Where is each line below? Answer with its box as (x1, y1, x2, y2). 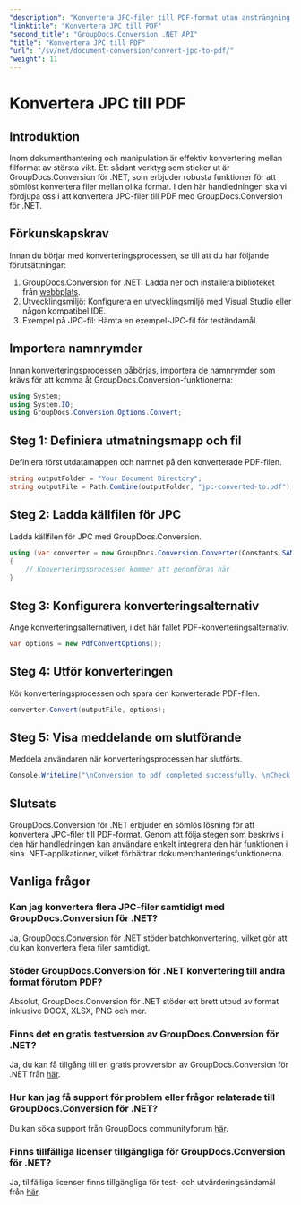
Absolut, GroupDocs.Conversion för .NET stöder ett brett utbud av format (9, 995, 279, 1006)
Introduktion (9, 129, 81, 144)
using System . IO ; (9, 400, 74, 409)
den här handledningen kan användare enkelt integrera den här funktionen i (9, 839, 288, 849)
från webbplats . (21, 286, 81, 297)
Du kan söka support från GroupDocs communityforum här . (9, 1123, 228, 1133)
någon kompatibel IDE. (21, 306, 107, 316)
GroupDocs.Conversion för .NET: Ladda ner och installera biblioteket (21, 277, 275, 288)
